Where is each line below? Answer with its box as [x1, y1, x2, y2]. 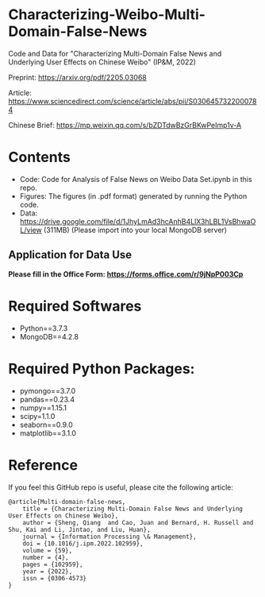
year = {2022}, [22, 567, 73, 576]
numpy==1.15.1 [19, 403, 67, 413]
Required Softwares [8, 297, 142, 315]
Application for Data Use [8, 248, 132, 262]
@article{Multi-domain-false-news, [8, 498, 126, 506]
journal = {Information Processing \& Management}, [22, 533, 197, 541]
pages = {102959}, [22, 560, 83, 568]
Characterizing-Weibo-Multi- [8, 6, 206, 24]
